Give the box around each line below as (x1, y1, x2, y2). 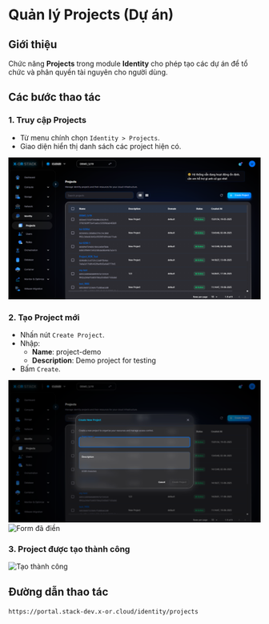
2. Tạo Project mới (8, 312, 80, 323)
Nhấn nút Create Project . (19, 330, 106, 340)
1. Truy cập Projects (8, 115, 86, 126)
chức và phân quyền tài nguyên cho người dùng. (8, 67, 168, 77)
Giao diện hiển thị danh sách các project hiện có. (19, 141, 182, 151)
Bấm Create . (19, 364, 62, 374)
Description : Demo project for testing (31, 355, 156, 366)
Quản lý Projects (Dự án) (8, 6, 175, 24)
